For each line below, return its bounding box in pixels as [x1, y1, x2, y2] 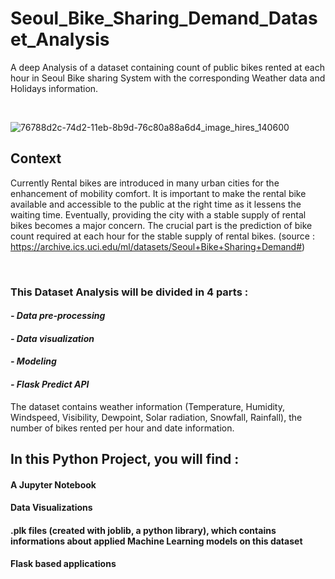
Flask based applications [10, 558, 117, 570]
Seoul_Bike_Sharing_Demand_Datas [10, 7, 318, 30]
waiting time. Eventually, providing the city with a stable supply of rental [10, 208, 307, 221]
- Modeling [10, 355, 57, 367]
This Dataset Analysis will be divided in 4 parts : [10, 285, 249, 299]
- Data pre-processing [10, 310, 106, 322]
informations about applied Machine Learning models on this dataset [10, 535, 303, 547]
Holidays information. [10, 82, 99, 94]
